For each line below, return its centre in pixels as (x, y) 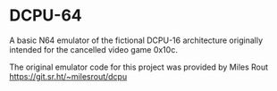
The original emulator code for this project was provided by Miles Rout (139, 67)
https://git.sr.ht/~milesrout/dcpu (68, 76)
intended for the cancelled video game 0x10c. (94, 49)
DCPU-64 (46, 16)
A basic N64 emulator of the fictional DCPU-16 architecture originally (136, 40)
